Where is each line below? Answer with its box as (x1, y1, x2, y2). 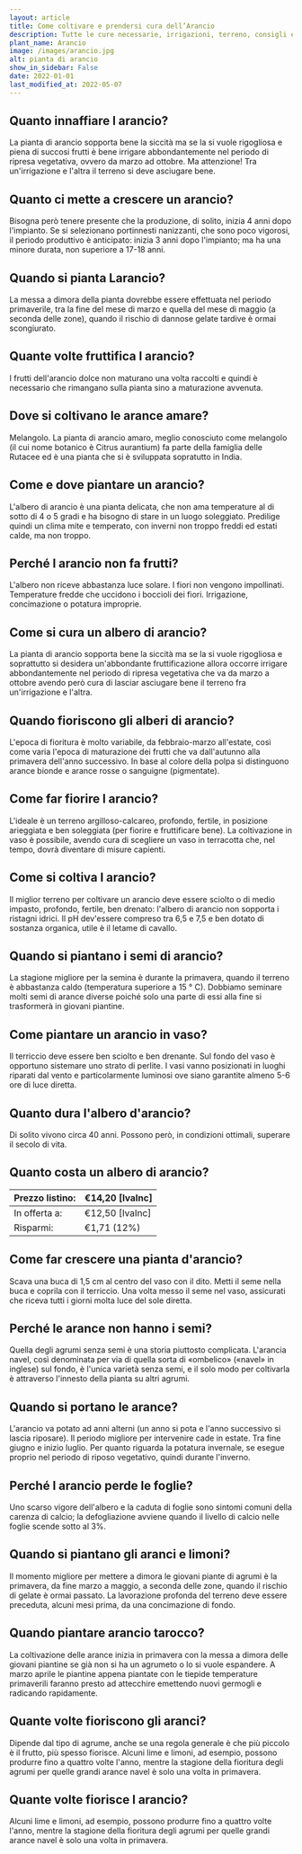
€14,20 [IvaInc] (84, 1192, 153, 1204)
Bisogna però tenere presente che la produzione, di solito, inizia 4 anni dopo (9, 216, 292, 226)
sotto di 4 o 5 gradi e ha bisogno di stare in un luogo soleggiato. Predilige (9, 510, 280, 521)
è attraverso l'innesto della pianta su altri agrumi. (9, 1373, 191, 1384)
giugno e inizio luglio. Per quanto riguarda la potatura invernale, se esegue (9, 1442, 285, 1453)
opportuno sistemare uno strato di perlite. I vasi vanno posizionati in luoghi (9, 1060, 286, 1071)
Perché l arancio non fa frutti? (9, 555, 179, 571)
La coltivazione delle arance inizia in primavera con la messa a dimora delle (9, 1649, 289, 1660)
